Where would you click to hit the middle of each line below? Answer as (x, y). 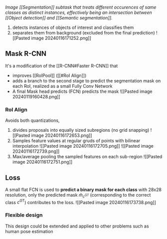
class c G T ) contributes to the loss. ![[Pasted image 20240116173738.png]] (81, 202)
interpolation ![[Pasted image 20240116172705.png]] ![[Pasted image (83, 146)
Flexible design (24, 215)
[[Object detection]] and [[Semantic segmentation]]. (59, 18)
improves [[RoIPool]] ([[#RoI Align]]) (49, 75)
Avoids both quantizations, (32, 120)
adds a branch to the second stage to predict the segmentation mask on (86, 81)
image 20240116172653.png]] (62, 135)
